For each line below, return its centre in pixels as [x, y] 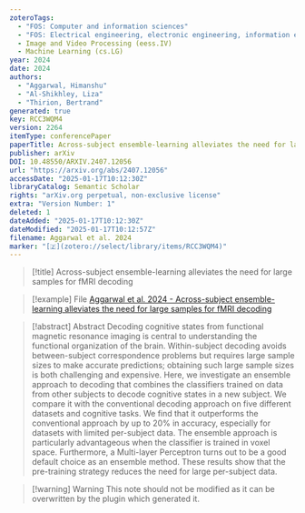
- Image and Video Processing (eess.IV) [95, 43]
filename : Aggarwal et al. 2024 [70, 237]
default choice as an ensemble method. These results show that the [158, 462]
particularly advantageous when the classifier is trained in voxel [151, 443]
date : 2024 [30, 69]
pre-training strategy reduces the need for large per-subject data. [154, 472]
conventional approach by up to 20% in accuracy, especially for [151, 423]
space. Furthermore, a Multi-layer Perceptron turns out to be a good [159, 452]
